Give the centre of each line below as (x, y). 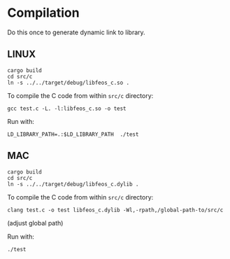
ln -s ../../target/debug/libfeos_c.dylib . (73, 184)
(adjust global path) (35, 223)
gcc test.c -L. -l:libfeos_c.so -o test (67, 108)
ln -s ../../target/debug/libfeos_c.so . (69, 83)
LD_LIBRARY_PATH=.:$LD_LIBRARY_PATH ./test (73, 134)
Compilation (43, 13)
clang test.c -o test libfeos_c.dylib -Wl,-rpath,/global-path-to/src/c (115, 210)
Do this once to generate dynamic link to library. (76, 32)
